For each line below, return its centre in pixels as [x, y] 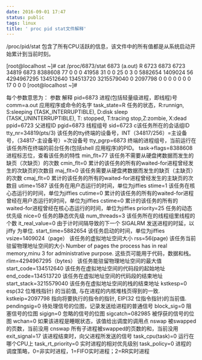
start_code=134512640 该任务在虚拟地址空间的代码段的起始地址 [86, 268]
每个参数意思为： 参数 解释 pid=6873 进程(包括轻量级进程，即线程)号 [92, 98]
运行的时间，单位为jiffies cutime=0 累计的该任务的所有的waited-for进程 [105, 193]
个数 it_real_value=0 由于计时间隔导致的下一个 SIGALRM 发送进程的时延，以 [100, 223]
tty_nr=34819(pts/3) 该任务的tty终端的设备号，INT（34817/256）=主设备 [97, 133]
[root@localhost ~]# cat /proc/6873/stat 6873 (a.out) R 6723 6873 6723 [96, 66]
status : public [25, 17]
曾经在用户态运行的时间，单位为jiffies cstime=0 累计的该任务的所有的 [92, 201]
